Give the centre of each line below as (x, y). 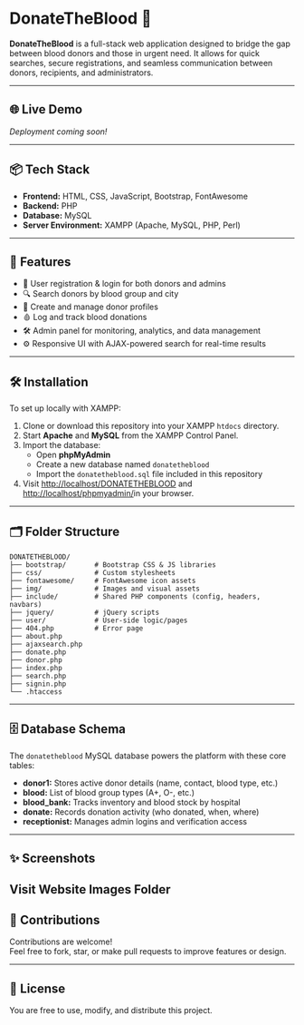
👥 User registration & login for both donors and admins (124, 284)
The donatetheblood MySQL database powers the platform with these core (148, 756)
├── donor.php (36, 660)
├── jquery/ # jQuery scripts (85, 612)
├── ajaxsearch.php (46, 644)
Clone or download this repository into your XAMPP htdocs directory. (151, 426)
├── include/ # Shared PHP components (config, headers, (135, 597)
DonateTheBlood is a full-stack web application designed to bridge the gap (150, 44)
